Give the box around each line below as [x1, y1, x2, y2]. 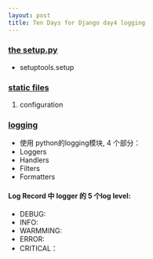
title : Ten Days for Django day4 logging [8, 19, 146, 27]
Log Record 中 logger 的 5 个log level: [8, 191, 131, 200]
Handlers [19, 155, 49, 165]
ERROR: [19, 234, 45, 243]
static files [8, 82, 49, 93]
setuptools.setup [19, 62, 75, 71]
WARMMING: [19, 225, 63, 235]
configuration [19, 100, 64, 110]
